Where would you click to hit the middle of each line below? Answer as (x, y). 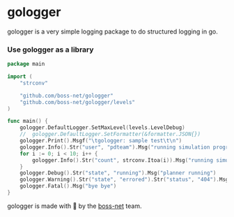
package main (26, 64)
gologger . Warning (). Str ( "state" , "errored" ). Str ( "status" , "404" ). (119, 180)
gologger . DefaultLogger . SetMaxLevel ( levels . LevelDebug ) (103, 128)
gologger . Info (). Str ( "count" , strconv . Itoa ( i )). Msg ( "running (123, 160)
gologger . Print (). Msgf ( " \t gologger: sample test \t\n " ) (101, 141)
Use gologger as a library (50, 50)
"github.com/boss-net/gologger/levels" (78, 102)
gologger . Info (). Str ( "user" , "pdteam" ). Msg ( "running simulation (115, 147)
